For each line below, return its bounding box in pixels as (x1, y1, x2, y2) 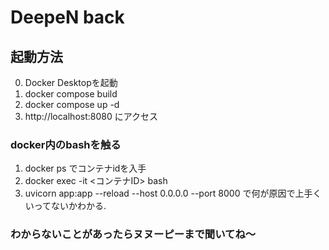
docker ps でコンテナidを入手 (24, 162, 147, 175)
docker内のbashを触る (10, 137, 122, 151)
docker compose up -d (24, 99, 120, 110)
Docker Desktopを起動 (24, 77, 118, 88)
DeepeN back (10, 6, 125, 29)
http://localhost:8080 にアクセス (24, 111, 159, 122)
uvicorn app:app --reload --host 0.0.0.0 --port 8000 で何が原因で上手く (24, 187, 322, 200)
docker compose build (24, 88, 118, 100)
